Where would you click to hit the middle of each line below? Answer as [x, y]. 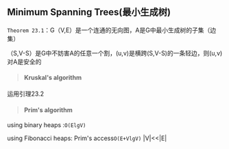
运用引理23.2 [26, 94]
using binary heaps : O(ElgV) [47, 125]
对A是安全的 [24, 62]
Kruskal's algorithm [53, 78]
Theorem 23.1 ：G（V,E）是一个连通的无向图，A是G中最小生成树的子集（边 [112, 30]
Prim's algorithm [48, 110]
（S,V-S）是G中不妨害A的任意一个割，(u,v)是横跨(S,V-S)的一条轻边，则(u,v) [115, 53]
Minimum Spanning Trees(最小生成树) [89, 12]
